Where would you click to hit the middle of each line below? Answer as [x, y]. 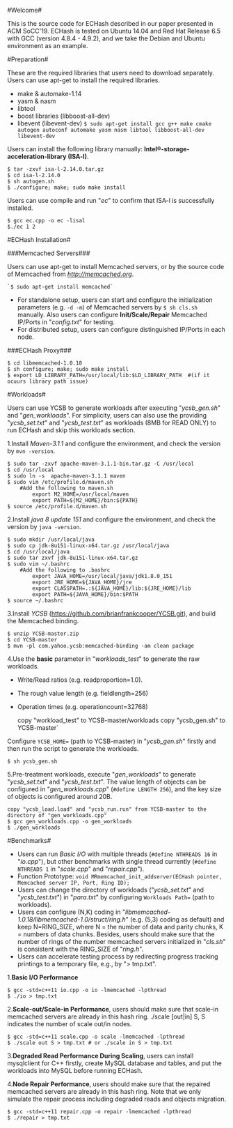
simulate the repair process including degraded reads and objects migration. [117, 1099]
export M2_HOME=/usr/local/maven [81, 494]
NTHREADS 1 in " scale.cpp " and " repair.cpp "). [81, 869]
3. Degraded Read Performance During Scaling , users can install [100, 1056]
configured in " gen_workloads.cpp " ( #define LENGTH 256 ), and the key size [114, 789]
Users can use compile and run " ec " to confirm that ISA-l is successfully [111, 200]
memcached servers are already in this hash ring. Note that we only [104, 1091]
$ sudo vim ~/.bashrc [39, 564]
